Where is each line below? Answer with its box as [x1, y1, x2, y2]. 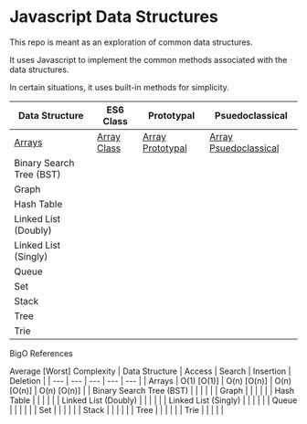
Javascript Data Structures [9, 6, 219, 27]
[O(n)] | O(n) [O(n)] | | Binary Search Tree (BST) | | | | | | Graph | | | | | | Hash [9, 385, 295, 396]
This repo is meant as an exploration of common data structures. [9, 37, 253, 48]
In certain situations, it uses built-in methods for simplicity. [9, 81, 230, 92]
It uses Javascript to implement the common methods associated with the [9, 54, 288, 65]
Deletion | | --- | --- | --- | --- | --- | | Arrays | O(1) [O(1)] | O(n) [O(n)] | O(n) [9, 375, 292, 386]
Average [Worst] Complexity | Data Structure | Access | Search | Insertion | [9, 366, 291, 376]
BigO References [9, 347, 73, 358]
